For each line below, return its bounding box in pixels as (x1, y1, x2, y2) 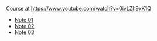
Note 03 (14, 29, 35, 36)
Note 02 (14, 23, 35, 29)
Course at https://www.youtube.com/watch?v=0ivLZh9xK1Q (6, 5, 151, 12)
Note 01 (14, 16, 33, 23)
